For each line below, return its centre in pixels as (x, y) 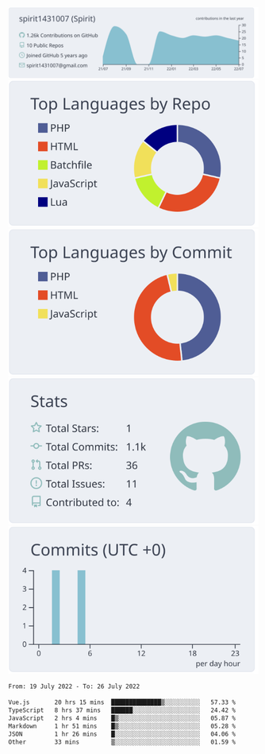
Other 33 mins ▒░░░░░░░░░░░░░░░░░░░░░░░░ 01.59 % (122, 742)
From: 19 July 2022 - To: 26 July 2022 (74, 686)
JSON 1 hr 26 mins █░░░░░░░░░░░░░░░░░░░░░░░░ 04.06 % (122, 734)
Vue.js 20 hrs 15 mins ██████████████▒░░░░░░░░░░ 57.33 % (122, 702)
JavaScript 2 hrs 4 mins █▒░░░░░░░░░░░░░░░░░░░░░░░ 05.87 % (122, 718)
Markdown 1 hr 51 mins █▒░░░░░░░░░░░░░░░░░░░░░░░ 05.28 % (122, 726)
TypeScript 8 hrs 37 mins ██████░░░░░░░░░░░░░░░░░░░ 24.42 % (122, 710)
